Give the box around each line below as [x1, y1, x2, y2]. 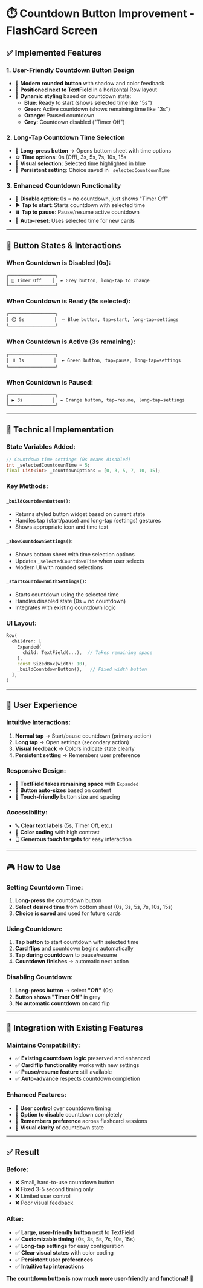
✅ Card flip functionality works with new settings [14, 1062, 140, 1069]
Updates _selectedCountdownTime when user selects [14, 557, 144, 564]
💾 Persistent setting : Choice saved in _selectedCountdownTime [14, 167, 170, 174]
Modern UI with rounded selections [14, 563, 103, 571]
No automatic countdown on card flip [14, 999, 110, 1007]
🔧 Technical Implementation [6, 424, 114, 435]
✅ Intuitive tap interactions [14, 1263, 85, 1270]
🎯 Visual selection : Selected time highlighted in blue [14, 160, 146, 167]
